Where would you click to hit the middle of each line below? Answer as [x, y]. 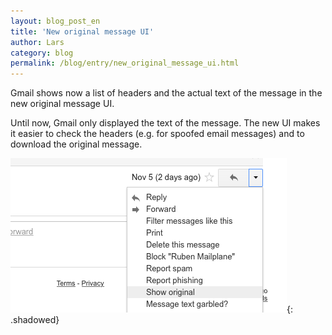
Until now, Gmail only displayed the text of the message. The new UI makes [165, 123]
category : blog [42, 53]
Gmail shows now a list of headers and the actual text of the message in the [166, 93]
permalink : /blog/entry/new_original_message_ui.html [125, 63]
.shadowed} [35, 320]
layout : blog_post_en [55, 21]
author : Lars [37, 42]
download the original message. [76, 144]
